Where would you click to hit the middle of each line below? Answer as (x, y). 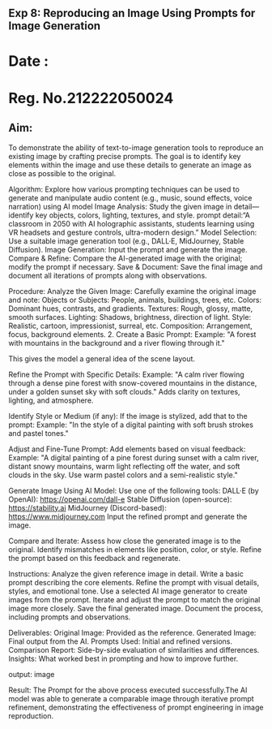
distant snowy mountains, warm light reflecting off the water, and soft (124, 466)
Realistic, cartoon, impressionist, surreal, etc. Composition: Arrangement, (130, 326)
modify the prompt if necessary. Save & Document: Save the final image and (136, 266)
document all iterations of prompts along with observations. (108, 275)
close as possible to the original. (62, 173)
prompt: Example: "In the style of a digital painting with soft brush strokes (131, 425)
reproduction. (31, 716)
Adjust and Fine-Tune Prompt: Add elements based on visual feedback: (127, 449)
